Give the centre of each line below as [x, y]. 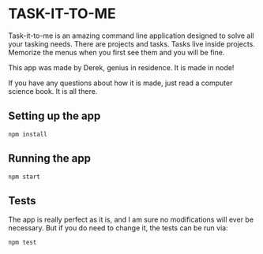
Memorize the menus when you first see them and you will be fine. [116, 52]
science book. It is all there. [53, 91]
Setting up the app [54, 116]
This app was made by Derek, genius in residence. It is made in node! [121, 67]
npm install [28, 134]
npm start [24, 177]
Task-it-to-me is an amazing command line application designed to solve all [131, 35]
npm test [23, 243]
